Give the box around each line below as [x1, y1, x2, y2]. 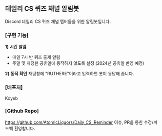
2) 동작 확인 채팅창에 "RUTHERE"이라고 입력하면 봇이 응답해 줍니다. [5, 71, 134, 77]
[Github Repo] [5, 108, 39, 115]
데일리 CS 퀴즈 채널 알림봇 [5, 4, 80, 13]
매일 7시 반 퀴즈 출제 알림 [12, 54, 61, 60]
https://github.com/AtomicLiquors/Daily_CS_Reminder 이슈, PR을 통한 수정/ [5, 119, 154, 125]
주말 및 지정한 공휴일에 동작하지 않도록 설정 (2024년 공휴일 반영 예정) [12, 60, 144, 66]
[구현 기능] [5, 32, 29, 39]
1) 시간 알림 [5, 44, 27, 50]
